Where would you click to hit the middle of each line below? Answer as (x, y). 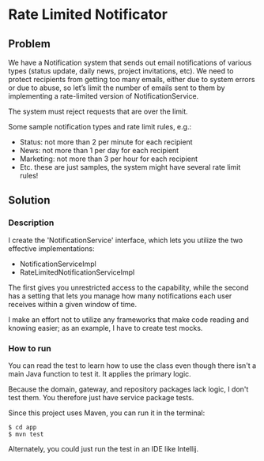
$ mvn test (26, 434)
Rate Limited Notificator (88, 15)
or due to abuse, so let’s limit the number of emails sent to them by (117, 88)
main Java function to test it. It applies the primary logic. (100, 373)
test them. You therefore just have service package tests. (101, 397)
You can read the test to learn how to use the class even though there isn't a (132, 365)
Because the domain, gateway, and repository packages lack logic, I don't (128, 389)
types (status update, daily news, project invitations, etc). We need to (121, 71)
